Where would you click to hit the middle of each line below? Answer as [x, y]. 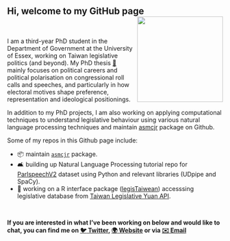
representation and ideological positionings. [69, 99]
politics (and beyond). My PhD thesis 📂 [62, 63]
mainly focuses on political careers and [62, 70]
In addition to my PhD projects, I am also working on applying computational [114, 112]
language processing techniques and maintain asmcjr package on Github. [111, 127]
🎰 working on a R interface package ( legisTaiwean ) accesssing [105, 188]
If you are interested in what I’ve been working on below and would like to [114, 223]
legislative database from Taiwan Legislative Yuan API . [94, 196]
